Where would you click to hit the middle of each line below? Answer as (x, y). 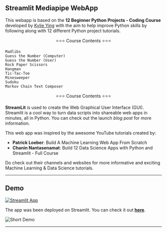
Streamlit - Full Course (35, 153)
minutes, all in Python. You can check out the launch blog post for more (78, 118)
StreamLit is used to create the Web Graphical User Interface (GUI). (75, 107)
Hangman (13, 69)
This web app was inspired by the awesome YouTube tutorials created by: (81, 133)
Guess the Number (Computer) (35, 56)
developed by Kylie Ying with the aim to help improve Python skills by (76, 25)
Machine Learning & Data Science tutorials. (49, 168)
